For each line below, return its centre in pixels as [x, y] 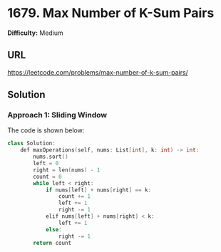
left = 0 [46, 164]
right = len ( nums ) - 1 [67, 170]
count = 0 [47, 177]
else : [53, 229]
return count [52, 243]
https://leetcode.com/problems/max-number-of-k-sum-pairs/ [98, 72]
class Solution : [31, 144]
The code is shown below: [46, 130]
